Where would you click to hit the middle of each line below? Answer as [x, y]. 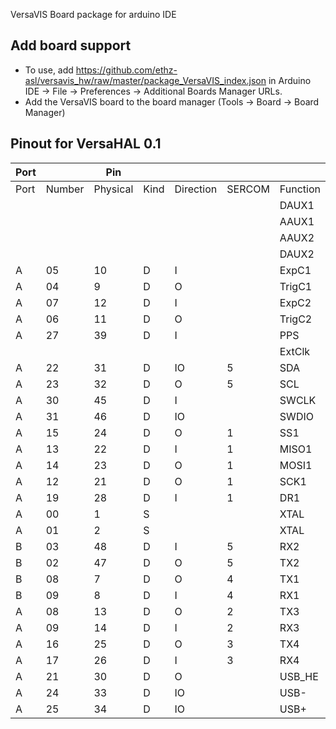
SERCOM [248, 189]
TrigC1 [296, 286]
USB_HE [299, 676]
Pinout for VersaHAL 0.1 [86, 144]
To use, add [49, 70]
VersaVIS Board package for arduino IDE [93, 14]
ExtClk [295, 351]
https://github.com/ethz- [126, 70]
